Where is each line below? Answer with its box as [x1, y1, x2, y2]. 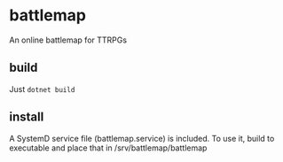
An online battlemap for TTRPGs [9, 35, 127, 45]
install [9, 110, 44, 125]
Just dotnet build [9, 83, 75, 94]
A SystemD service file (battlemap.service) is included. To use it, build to [9, 133, 275, 143]
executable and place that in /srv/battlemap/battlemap [9, 143, 208, 153]
